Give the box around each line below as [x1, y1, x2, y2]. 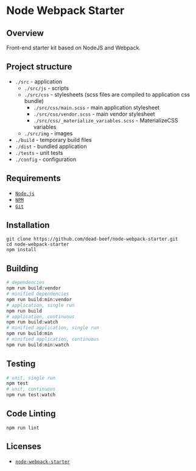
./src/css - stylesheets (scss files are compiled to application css [24, 91, 191, 98]
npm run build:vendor [6, 285, 61, 291]
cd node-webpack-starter [6, 241, 69, 247]
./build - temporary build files [15, 136, 93, 143]
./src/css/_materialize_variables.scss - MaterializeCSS [33, 116, 178, 124]
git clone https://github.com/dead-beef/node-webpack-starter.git [6, 236, 178, 243]
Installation [6, 220, 50, 230]
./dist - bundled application [15, 143, 87, 150]
